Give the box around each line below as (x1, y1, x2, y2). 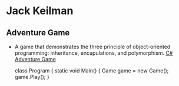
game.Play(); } (14, 74, 49, 80)
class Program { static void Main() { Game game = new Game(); (14, 67, 169, 74)
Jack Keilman (6, 4, 74, 18)
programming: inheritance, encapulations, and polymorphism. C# (14, 49, 173, 57)
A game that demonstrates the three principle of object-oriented (14, 43, 171, 50)
